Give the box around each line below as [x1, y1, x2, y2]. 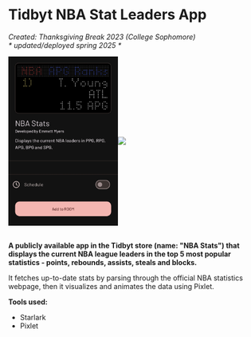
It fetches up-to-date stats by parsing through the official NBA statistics [8, 273, 243, 283]
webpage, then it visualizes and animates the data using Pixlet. [8, 281, 215, 291]
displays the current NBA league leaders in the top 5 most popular [8, 249, 231, 259]
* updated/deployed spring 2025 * [8, 40, 122, 50]
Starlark [19, 312, 46, 322]
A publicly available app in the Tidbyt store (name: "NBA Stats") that [8, 240, 241, 250]
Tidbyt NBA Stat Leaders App [8, 6, 207, 24]
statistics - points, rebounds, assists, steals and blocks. [8, 257, 198, 267]
